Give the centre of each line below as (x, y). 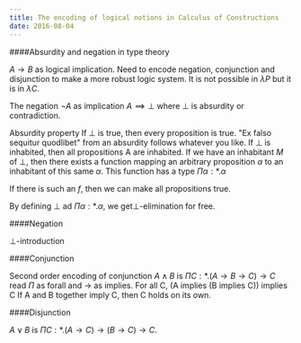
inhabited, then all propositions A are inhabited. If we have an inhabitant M (146, 152)
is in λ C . (25, 88)
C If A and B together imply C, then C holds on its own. (110, 294)
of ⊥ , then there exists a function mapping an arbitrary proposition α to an (146, 161)
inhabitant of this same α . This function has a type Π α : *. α (118, 171)
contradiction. (35, 115)
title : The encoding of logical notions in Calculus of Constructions (144, 18)
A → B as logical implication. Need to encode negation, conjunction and (142, 69)
